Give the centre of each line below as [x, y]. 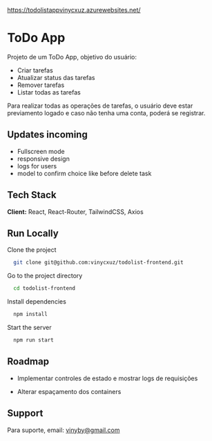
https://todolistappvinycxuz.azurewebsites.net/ [74, 10]
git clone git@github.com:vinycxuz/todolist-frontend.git [99, 263]
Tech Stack [32, 195]
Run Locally [33, 233]
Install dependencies [37, 302]
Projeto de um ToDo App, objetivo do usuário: [72, 57]
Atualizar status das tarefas [56, 77]
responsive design [44, 159]
